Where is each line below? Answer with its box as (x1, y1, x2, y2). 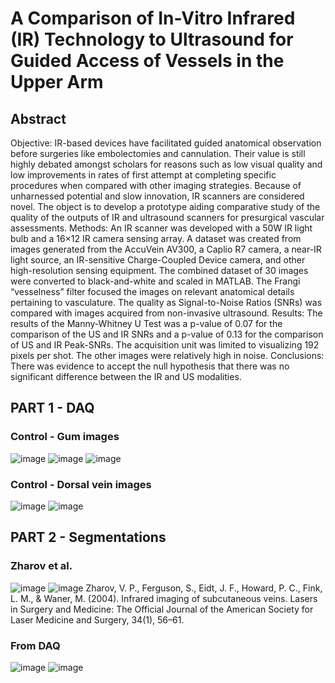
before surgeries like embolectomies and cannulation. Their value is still (10, 148, 306, 159)
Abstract (10, 110, 67, 127)
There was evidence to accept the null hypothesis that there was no (10, 360, 290, 372)
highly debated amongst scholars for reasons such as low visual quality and (10, 158, 323, 170)
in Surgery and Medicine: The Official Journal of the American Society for (10, 603, 314, 615)
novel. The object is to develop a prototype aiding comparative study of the (10, 201, 321, 212)
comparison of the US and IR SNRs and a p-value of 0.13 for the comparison (10, 328, 324, 340)
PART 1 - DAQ (10, 400, 95, 417)
